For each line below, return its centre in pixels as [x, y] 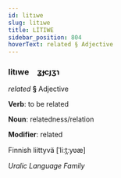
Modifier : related [36, 135]
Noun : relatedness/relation [51, 119]
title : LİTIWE [31, 30]
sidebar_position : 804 [45, 37]
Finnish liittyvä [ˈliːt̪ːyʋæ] [47, 151]
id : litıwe [26, 15]
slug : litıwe [29, 23]
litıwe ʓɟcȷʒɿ [34, 72]
